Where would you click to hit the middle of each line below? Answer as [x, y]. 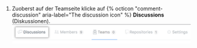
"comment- [149, 9]
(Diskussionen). [31, 21]
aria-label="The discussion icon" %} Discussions [103, 15]
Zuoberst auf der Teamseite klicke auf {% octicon [73, 9]
